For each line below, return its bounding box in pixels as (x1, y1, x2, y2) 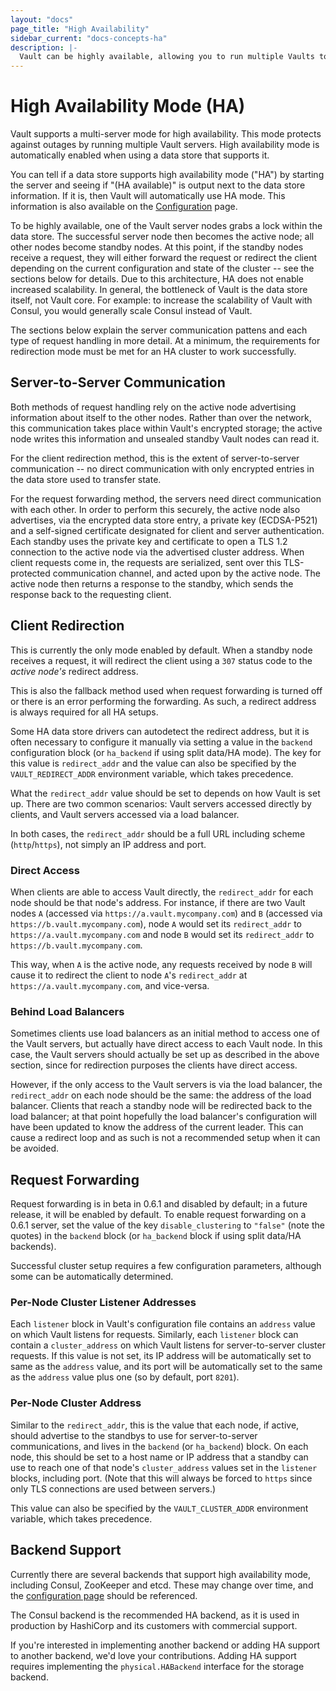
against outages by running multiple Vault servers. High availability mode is (10, 139, 320, 151)
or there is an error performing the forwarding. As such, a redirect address (10, 695, 317, 707)
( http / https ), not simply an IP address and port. (10, 838, 207, 850)
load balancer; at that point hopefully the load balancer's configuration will (10, 1111, 317, 1123)
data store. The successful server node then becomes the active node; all (10, 231, 315, 243)
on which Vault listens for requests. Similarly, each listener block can (10, 1329, 299, 1341)
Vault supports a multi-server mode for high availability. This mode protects (10, 128, 322, 140)
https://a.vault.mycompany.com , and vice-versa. (10, 979, 210, 991)
